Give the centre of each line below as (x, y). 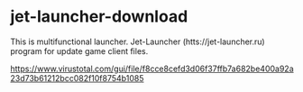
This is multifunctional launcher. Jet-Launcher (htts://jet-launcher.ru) (138, 41)
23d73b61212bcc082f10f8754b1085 (77, 78)
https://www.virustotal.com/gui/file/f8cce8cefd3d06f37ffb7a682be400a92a (152, 69)
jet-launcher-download (99, 17)
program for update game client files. (79, 51)
